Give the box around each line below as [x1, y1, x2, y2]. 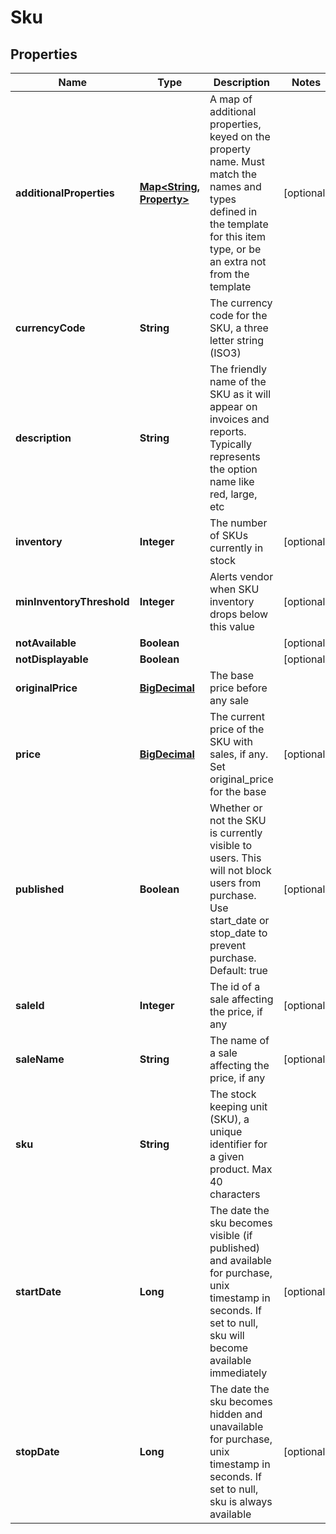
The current [209, 710, 266, 723]
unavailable [209, 1420, 264, 1433]
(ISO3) [209, 346, 242, 360]
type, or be [209, 242, 262, 256]
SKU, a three [209, 321, 269, 335]
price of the [209, 722, 265, 736]
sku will [209, 1329, 245, 1342]
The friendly [209, 362, 267, 376]
